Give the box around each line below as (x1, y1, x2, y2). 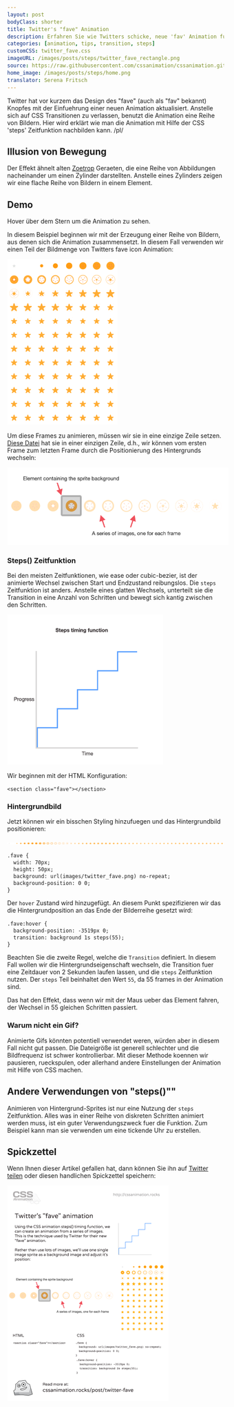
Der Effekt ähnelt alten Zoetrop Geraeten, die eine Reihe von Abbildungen (7, 164, 215, 173)
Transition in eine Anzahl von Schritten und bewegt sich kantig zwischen (7, 594, 213, 602)
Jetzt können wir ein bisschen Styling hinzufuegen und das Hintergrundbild (7, 817, 222, 826)
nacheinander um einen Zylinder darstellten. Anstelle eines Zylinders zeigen (7, 171, 222, 179)
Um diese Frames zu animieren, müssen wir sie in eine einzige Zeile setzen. (7, 431, 222, 440)
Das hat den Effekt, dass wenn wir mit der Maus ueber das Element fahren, (7, 996, 220, 1005)
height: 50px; (13, 866, 54, 873)
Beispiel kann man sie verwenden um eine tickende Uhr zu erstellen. (7, 1126, 201, 1134)
